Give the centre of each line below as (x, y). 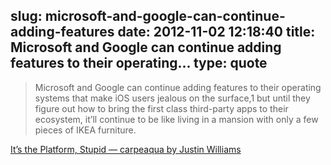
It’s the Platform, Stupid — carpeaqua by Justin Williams (126, 149)
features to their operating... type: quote (139, 63)
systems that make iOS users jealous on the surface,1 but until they (172, 98)
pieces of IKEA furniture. (85, 130)
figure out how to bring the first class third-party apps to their (161, 108)
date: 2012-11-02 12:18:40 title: (216, 32)
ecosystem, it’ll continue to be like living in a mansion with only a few (176, 119)
